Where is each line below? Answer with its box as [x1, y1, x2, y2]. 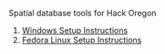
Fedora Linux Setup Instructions [21, 35, 142, 45]
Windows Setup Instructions [21, 25, 129, 35]
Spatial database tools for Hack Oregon [8, 8, 157, 18]
